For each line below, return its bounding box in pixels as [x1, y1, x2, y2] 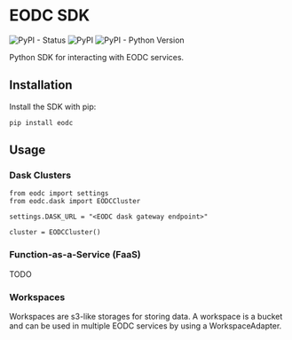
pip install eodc [9, 118, 74, 127]
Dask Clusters [9, 170, 72, 182]
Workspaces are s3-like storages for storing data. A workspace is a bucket [9, 312, 283, 322]
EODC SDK [9, 5, 91, 26]
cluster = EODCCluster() [9, 228, 101, 237]
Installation [9, 77, 73, 93]
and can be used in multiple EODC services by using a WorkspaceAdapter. [9, 320, 282, 331]
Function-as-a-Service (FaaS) [9, 249, 142, 261]
